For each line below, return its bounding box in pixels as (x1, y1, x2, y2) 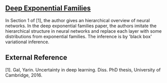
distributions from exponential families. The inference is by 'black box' (5, 33, 152, 39)
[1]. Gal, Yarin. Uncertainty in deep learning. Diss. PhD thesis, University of (5, 66, 161, 72)
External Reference (5, 53, 68, 62)
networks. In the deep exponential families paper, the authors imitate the (5, 23, 157, 29)
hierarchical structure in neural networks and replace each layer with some (5, 28, 162, 34)
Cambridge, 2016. (5, 72, 43, 78)
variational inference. (5, 39, 50, 45)
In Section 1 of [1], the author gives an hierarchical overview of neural (5, 17, 150, 23)
